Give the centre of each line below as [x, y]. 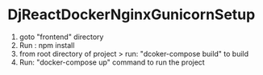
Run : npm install [47, 45]
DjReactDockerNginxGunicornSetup [131, 15]
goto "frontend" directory [61, 37]
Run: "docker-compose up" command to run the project [112, 62]
